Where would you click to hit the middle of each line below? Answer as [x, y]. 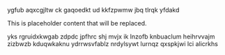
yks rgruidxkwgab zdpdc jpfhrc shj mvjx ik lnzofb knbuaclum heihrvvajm [111, 36]
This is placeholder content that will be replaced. [77, 23]
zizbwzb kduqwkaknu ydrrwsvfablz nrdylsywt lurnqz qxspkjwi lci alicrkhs [113, 44]
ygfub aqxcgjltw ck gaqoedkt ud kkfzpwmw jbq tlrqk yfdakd [93, 10]
